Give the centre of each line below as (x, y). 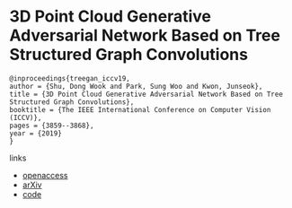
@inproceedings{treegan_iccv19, (70, 78)
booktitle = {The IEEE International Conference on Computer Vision (140, 109)
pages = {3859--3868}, (52, 126)
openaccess (45, 175)
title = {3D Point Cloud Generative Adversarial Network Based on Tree (146, 94)
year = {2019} (36, 133)
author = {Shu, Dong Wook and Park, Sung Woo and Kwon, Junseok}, (136, 86)
